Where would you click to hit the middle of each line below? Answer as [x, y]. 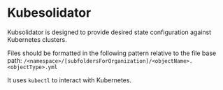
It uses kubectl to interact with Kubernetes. [69, 80]
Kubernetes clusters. [37, 39]
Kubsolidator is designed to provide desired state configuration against [109, 32]
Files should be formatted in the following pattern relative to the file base [112, 53]
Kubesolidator [49, 13]
